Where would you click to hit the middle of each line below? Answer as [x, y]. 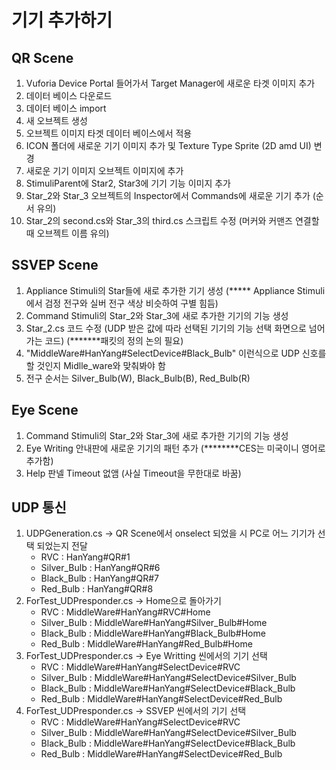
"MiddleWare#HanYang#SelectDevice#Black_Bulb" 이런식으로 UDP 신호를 [176, 353]
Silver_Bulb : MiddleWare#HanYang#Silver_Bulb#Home [154, 623]
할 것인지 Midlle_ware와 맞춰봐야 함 [95, 365]
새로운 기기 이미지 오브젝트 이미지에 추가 [104, 170]
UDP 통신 [39, 507]
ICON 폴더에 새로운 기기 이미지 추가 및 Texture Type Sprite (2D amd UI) [168, 145]
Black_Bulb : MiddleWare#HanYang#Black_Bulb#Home [153, 633]
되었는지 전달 [62, 546]
